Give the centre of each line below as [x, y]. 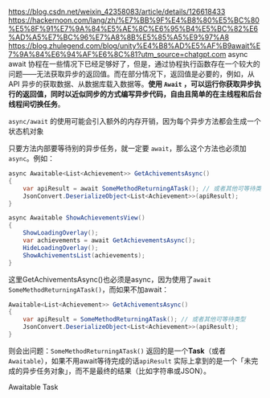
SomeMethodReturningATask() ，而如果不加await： [89, 289]
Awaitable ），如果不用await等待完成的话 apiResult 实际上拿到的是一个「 [126, 360]
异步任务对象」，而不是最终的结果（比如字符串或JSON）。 [117, 371]
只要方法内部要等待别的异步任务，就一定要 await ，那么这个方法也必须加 [127, 148]
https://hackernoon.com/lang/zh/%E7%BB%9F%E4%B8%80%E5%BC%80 [134, 20]
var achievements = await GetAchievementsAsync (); [109, 240]
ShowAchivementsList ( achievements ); [84, 255]
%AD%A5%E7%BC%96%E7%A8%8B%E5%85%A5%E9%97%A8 [119, 37]
